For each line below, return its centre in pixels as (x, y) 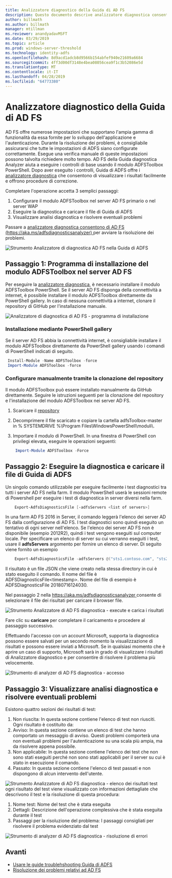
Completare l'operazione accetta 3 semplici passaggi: (62, 191)
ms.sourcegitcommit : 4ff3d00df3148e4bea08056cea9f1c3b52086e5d (74, 62)
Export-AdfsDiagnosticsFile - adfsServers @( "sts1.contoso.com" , (84, 559)
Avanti (16, 852)
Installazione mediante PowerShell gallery (59, 329)
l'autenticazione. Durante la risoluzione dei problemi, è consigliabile (77, 143)
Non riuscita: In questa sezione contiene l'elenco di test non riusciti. (84, 719)
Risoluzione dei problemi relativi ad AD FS (57, 870)
